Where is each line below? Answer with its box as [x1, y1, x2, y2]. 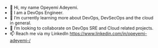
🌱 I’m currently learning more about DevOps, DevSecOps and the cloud [9, 15, 154, 20]
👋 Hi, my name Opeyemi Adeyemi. [9, 5, 79, 10]
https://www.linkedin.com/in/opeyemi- [69, 31, 147, 36]
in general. [9, 20, 32, 26]
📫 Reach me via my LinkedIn [9, 31, 68, 36]
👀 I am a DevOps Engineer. [9, 10, 64, 16]
